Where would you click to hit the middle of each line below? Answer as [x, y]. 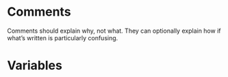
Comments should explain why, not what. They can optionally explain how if [114, 31]
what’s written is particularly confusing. [63, 37]
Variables [35, 66]
